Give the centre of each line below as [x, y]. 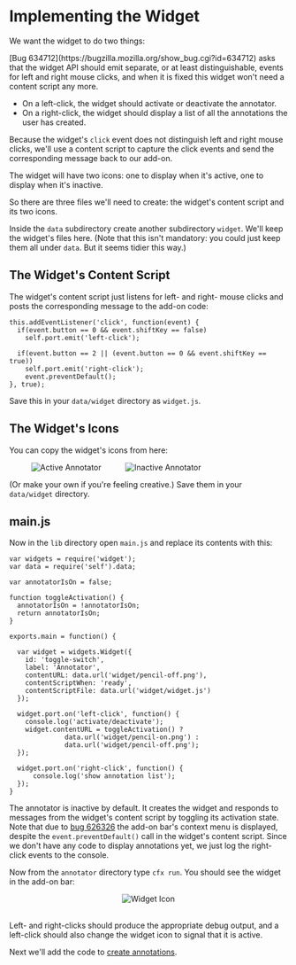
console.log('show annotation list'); [104, 776]
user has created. [54, 122]
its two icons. [33, 211]
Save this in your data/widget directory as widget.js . [105, 401]
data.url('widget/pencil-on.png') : [132, 737]
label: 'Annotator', [63, 668]
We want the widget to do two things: [77, 41]
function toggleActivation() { [67, 598]
